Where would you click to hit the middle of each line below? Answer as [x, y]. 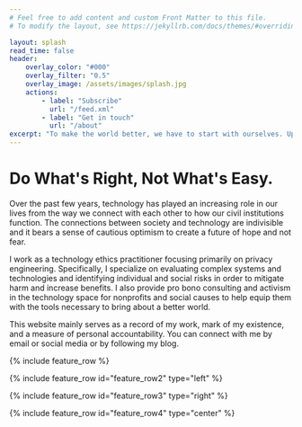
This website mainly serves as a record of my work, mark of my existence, [147, 324]
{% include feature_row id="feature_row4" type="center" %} [122, 413]
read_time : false [42, 50]
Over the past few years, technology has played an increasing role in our [144, 203]
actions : [42, 92]
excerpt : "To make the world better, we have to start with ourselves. [146, 134]
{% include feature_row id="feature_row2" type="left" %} [116, 378]
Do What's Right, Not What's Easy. [142, 178]
